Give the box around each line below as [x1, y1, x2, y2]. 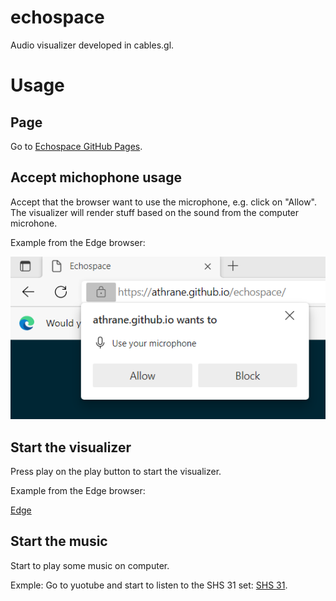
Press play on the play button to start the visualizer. [10, 466, 222, 478]
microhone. [10, 217, 58, 229]
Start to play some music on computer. [10, 559, 170, 571]
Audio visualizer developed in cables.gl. [10, 39, 175, 51]
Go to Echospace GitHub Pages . [10, 140, 143, 152]
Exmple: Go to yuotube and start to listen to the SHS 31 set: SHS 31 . [10, 579, 288, 591]
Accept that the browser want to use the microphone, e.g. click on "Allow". [10, 196, 318, 208]
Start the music [10, 533, 108, 550]
